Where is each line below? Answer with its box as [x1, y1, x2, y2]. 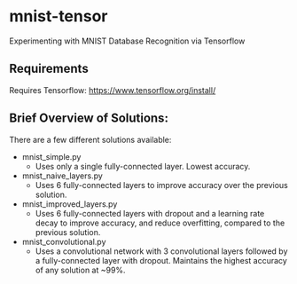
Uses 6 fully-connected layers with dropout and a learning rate [35, 208, 265, 218]
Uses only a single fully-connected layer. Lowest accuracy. [35, 161, 251, 171]
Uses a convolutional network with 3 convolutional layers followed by [35, 246, 288, 256]
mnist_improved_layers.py [21, 198, 118, 209]
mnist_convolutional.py [21, 236, 106, 247]
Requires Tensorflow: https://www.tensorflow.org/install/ [9, 84, 216, 95]
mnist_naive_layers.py [21, 170, 104, 181]
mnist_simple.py [21, 151, 82, 162]
